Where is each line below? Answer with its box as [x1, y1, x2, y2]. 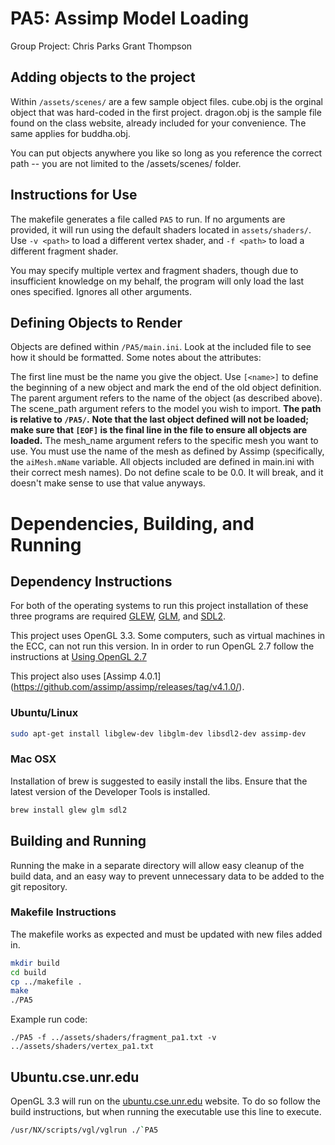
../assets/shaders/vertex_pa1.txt [10, 1042, 155, 1052]
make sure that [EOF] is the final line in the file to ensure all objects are [10, 424, 308, 436]
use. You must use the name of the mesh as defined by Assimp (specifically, [10, 445, 325, 457]
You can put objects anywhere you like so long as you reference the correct [10, 147, 323, 159]
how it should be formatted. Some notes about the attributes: [10, 352, 262, 364]
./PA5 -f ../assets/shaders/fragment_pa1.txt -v [10, 1033, 217, 1043]
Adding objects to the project [10, 69, 196, 86]
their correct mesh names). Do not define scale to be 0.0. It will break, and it [10, 467, 324, 479]
